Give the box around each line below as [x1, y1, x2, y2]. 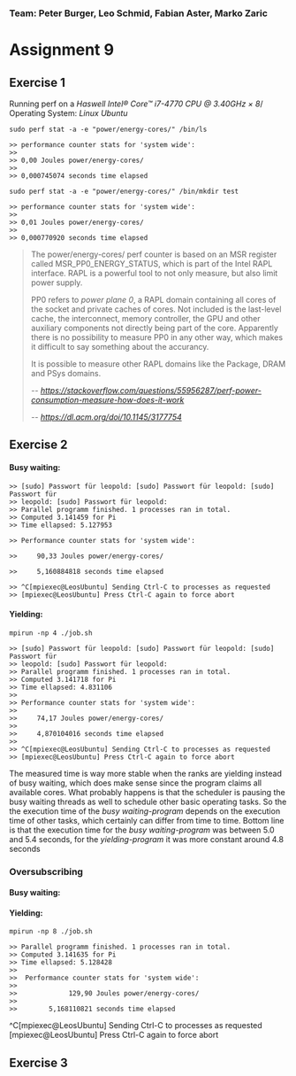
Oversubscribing [9, 865, 84, 878]
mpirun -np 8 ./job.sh [9, 927, 93, 936]
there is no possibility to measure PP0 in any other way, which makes [30, 331, 284, 343]
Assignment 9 [9, 40, 115, 60]
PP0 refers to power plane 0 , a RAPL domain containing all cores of [30, 294, 277, 305]
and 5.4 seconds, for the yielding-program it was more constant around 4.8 [9, 833, 285, 844]
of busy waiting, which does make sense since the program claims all [9, 778, 262, 788]
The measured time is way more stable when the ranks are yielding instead [9, 768, 283, 778]
